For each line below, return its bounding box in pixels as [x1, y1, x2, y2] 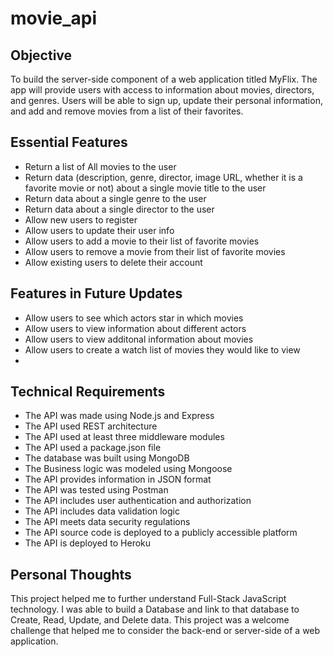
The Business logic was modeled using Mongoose [24, 463, 233, 475]
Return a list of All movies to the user [24, 160, 177, 172]
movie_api [10, 7, 98, 30]
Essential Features [10, 134, 128, 151]
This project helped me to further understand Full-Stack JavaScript [10, 593, 287, 605]
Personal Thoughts [10, 566, 132, 583]
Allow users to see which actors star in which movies [24, 312, 244, 324]
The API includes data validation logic [24, 505, 180, 517]
